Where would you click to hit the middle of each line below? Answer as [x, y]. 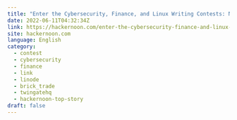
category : [22, 47]
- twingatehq [33, 92]
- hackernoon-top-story [48, 100]
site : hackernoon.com [39, 34]
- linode [26, 79]
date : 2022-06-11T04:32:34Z [49, 20]
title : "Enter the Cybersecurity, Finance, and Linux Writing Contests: [116, 14]
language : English [34, 40]
